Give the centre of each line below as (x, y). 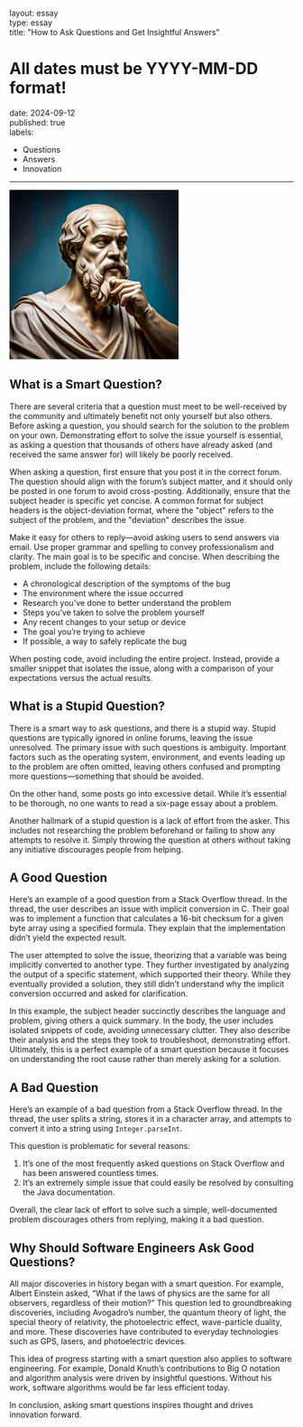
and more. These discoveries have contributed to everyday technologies (144, 1332)
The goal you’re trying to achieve (84, 631)
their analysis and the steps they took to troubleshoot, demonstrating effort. (150, 1040)
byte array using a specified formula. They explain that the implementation (147, 928)
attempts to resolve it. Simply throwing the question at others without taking (150, 840)
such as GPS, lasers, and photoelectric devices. (98, 1341)
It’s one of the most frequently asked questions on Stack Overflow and (153, 1163)
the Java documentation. (69, 1192)
